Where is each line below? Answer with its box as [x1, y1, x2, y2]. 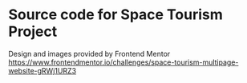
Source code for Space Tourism [8, 6, 223, 24]
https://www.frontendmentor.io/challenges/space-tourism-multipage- [8, 57, 239, 67]
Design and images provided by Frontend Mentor [8, 49, 171, 58]
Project [8, 22, 58, 41]
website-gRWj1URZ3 [8, 65, 77, 75]
